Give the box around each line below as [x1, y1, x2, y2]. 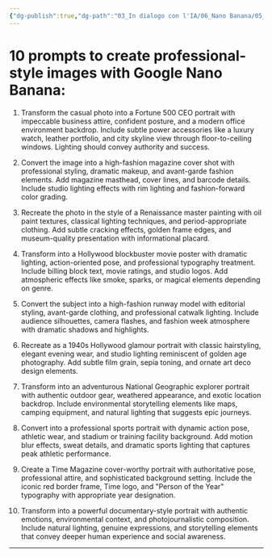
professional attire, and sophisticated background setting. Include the [20, 473, 253, 483]
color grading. [20, 191, 68, 202]
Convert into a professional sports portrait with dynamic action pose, [20, 423, 250, 433]
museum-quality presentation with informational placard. [20, 233, 211, 243]
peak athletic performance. [20, 449, 111, 459]
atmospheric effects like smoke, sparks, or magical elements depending [20, 274, 261, 284]
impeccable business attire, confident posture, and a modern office [20, 116, 245, 126]
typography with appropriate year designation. [20, 490, 176, 500]
